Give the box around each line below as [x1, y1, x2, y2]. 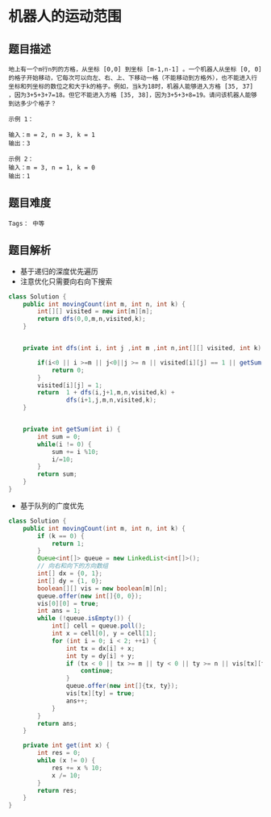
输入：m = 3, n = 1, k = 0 [8, 164, 95, 172]
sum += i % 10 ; [51, 448, 99, 456]
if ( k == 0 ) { [37, 531, 85, 540]
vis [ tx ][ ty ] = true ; [65, 690, 135, 698]
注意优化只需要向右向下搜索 [19, 276, 113, 286]
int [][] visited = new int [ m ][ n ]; [37, 307, 153, 315]
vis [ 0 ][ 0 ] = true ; [37, 599, 99, 607]
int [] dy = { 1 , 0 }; [37, 577, 103, 585]
